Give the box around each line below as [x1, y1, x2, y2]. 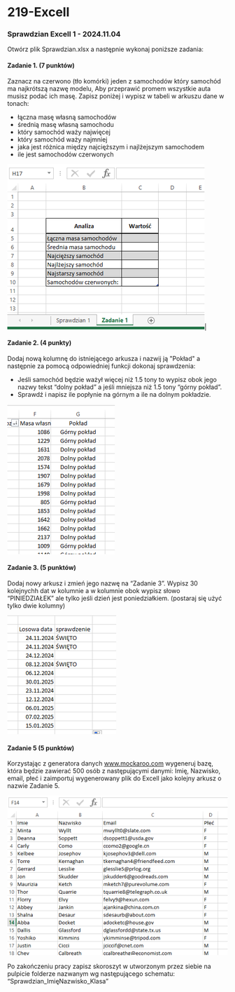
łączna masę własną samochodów [17, 113, 117, 121]
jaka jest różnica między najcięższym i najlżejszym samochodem [17, 142, 205, 151]
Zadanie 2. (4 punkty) [7, 339, 72, 347]
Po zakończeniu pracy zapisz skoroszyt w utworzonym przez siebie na [7, 962, 211, 971]
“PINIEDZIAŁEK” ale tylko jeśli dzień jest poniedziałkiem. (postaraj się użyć [7, 594, 222, 603]
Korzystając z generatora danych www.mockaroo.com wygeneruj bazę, [7, 759, 213, 768]
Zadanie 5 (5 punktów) [7, 744, 75, 752]
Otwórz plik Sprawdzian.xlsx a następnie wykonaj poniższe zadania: [7, 45, 204, 53]
